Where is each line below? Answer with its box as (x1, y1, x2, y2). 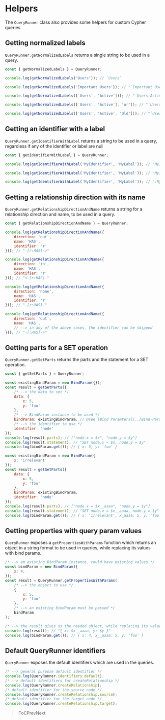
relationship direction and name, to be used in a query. (5, 212, 115, 217)
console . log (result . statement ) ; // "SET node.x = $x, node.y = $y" (5, 440, 146, 445)
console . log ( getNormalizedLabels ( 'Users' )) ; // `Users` (5, 75, 122, 80)
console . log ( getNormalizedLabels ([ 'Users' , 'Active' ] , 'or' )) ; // (5, 102, 144, 108)
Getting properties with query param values (5, 526, 142, 535)
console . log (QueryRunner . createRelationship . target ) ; (5, 701, 118, 706)
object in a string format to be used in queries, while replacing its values (5, 545, 151, 551)
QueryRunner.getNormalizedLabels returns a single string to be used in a (5, 52, 150, 58)
